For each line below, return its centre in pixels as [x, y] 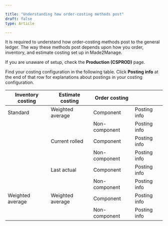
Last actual [63, 170]
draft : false [19, 19]
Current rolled [67, 141]
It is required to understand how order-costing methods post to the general [82, 42]
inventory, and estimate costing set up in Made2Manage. [64, 52]
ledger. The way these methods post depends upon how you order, [74, 47]
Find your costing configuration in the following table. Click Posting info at [82, 72]
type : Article [20, 23]
